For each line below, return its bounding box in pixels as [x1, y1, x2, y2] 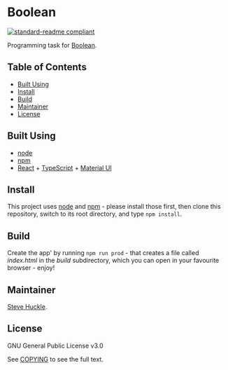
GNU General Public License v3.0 [7, 341, 104, 350]
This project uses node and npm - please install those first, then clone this [7, 203, 222, 211]
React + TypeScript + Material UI [17, 163, 112, 172]
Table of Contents [7, 61, 87, 74]
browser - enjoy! [7, 263, 55, 272]
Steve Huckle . [7, 303, 48, 310]
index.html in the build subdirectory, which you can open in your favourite [7, 256, 220, 265]
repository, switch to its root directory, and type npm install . [7, 210, 183, 218]
